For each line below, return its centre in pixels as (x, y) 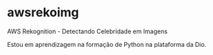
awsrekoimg (43, 13)
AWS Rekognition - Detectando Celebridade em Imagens (88, 31)
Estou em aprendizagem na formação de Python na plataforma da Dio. (107, 44)
